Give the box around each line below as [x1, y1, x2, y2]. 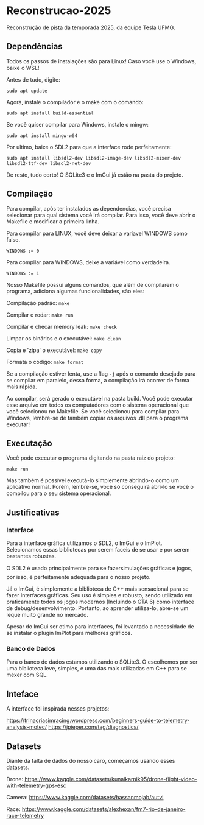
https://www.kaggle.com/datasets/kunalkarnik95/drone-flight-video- [24, 775, 198, 782]
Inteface [6, 689, 38, 699]
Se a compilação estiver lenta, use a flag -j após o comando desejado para [6, 370, 196, 377]
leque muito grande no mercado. [6, 611, 88, 619]
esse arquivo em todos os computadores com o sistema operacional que [6, 401, 189, 409]
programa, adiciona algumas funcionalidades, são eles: [6, 287, 145, 295]
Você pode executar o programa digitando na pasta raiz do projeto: [6, 454, 175, 462]
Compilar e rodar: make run [6, 311, 74, 318]
